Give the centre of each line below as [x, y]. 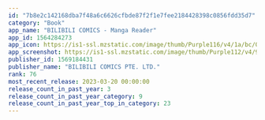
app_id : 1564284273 [40, 37]
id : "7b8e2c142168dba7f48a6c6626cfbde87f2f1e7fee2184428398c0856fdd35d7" [132, 15]
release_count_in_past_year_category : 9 [76, 96]
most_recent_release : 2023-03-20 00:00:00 [79, 81]
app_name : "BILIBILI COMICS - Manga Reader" [82, 30]
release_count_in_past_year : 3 [60, 89]
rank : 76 [22, 74]
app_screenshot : [35, 52]
